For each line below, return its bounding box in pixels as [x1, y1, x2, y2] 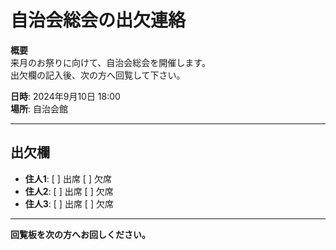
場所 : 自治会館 [10, 102, 68, 115]
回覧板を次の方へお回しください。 [10, 228, 151, 240]
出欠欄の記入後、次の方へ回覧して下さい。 [10, 69, 186, 81]
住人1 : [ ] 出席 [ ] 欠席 [24, 172, 112, 185]
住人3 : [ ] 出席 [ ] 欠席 [24, 197, 114, 210]
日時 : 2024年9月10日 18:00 [10, 90, 121, 102]
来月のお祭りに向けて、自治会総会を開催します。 [10, 56, 211, 68]
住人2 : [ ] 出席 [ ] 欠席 [24, 185, 114, 197]
